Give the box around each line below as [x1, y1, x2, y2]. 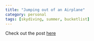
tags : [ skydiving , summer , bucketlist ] [5, 16, 90, 21]
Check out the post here [5, 30, 56, 36]
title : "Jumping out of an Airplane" [5, 7, 85, 12]
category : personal [5, 12, 47, 17]
